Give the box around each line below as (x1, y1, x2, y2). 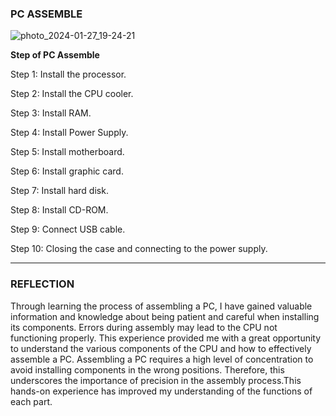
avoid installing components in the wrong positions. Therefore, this (10, 363, 285, 376)
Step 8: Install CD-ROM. (10, 204, 109, 216)
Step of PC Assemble (10, 49, 100, 61)
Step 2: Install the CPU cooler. (10, 88, 134, 100)
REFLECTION (10, 277, 75, 291)
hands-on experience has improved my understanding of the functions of (10, 385, 313, 397)
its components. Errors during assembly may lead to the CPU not (10, 321, 278, 333)
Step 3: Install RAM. (10, 107, 92, 119)
